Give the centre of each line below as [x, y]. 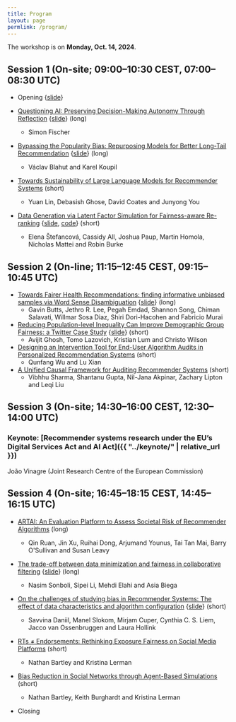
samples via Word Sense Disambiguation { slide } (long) [97, 302]
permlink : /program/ [38, 27]
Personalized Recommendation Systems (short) [87, 355]
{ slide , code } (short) [71, 223]
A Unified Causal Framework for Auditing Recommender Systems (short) [123, 369]
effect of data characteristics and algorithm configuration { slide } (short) [122, 606]
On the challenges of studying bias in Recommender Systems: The [114, 598]
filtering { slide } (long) [48, 571]
